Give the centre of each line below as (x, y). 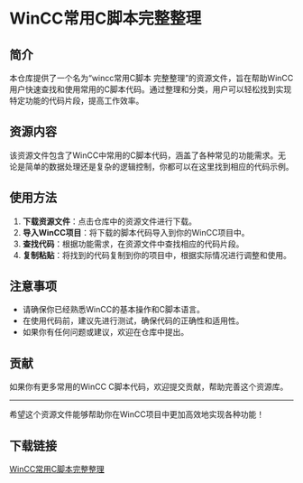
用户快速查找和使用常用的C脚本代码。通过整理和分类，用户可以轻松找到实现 (151, 89)
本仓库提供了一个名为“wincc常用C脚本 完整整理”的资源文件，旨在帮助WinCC (151, 78)
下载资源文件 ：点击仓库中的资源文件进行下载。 (109, 221)
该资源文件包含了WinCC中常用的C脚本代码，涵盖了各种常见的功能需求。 (144, 155)
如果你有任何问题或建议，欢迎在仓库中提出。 (106, 332)
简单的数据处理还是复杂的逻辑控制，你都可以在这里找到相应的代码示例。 (159, 166)
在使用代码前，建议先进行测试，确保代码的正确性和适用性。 (133, 320)
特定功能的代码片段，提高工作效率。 (77, 101)
